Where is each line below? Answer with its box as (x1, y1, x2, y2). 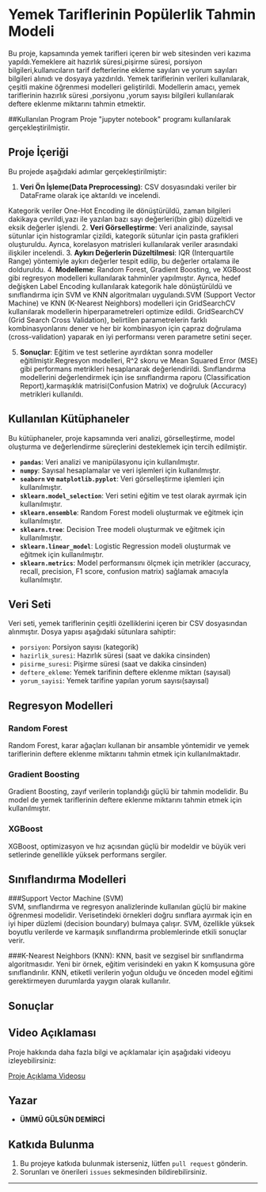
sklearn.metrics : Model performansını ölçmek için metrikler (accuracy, (19, 558, 252, 568)
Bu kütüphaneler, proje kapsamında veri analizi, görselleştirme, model (8, 433, 235, 442)
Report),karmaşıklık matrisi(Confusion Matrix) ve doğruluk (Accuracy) (19, 381, 247, 390)
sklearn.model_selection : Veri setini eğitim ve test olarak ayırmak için (19, 491, 247, 500)
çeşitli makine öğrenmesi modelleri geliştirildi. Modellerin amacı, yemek (8, 82, 241, 92)
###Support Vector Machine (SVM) (8, 894, 124, 903)
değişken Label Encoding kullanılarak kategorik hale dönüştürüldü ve (8, 281, 233, 290)
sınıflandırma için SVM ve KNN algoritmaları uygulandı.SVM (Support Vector (8, 290, 256, 299)
